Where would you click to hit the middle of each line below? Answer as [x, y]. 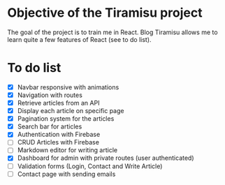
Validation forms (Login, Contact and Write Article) [90, 166]
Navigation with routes [50, 95]
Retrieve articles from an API [58, 103]
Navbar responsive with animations [68, 87]
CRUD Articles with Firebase [58, 142]
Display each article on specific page [71, 111]
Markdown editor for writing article [67, 150]
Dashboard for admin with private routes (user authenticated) [106, 158]
